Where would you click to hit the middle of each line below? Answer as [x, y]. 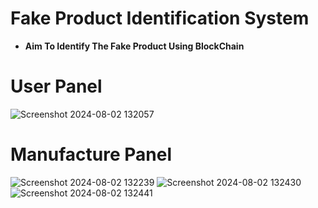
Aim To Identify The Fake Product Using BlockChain [134, 46]
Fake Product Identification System [160, 18]
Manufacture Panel [91, 154]
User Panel [56, 86]
